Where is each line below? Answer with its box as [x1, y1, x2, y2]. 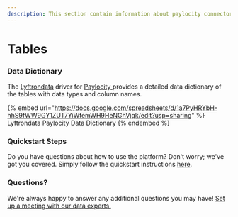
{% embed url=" [7, 104, 55, 112]
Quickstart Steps [7, 136, 67, 146]
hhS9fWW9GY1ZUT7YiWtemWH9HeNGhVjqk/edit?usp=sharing [7, 111, 192, 120]
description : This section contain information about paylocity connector [7, 10, 233, 18]
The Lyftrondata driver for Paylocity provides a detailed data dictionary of [7, 82, 222, 91]
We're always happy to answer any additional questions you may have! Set [7, 194, 225, 202]
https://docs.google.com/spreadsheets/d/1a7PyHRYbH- [54, 104, 217, 112]
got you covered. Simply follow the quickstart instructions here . [7, 160, 193, 169]
